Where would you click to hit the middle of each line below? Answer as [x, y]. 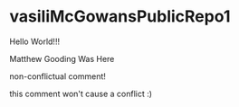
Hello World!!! [35, 41]
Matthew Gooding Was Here [62, 58]
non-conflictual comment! [58, 76]
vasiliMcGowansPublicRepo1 [120, 17]
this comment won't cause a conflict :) [81, 94]
